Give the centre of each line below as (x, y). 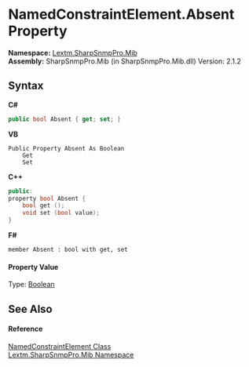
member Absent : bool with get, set (68, 249)
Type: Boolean (31, 285)
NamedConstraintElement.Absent (121, 15)
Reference (26, 329)
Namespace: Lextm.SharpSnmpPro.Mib (73, 53)
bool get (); (44, 205)
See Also (30, 309)
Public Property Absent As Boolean (66, 148)
